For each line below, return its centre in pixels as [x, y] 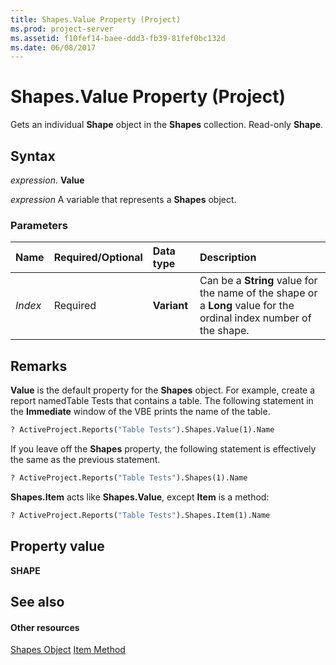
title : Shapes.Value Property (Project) [96, 19]
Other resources [45, 627]
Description [228, 258]
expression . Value [47, 180]
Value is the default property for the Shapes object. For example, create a [163, 390]
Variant [170, 306]
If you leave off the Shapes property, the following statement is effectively [163, 448]
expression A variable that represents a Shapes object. [123, 199]
